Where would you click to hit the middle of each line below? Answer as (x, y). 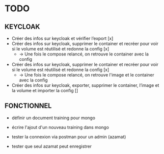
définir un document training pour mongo (53, 118)
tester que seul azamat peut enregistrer (52, 146)
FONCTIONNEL (28, 106)
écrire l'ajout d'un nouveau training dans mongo (60, 127)
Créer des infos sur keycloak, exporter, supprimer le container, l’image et (85, 85)
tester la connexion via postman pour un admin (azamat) (69, 137)
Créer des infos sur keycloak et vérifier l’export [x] (62, 38)
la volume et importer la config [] (45, 90)
